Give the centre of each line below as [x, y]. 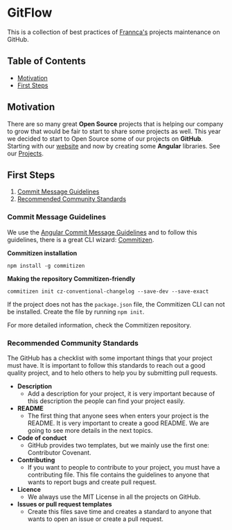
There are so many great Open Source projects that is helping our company [115, 123]
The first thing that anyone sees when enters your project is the [118, 416]
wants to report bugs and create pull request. [92, 482]
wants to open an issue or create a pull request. [96, 519]
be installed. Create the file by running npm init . [76, 311]
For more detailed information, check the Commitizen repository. [99, 325]
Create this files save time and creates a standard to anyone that [119, 511]
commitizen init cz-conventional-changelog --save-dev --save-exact [108, 291]
